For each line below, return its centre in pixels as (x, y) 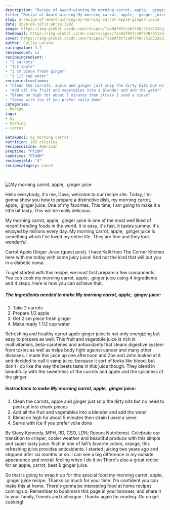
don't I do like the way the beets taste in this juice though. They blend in (80, 366)
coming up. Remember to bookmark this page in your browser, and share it (83, 491)
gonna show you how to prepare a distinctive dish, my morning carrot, (78, 200)
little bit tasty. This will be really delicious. (49, 210)
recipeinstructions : (27, 81)
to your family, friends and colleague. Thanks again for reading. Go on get (82, 496)
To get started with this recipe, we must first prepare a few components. (80, 272)
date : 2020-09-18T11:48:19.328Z (39, 24)
